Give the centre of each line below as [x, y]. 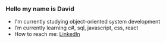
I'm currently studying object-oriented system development [87, 22]
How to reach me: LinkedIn [47, 34]
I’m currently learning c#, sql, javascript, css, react [76, 28]
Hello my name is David [40, 9]
